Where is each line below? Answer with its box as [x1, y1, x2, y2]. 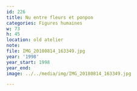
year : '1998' [6, 54, 39, 60]
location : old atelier [6, 37, 64, 43]
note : [6, 43, 20, 49]
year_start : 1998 [6, 59, 50, 65]
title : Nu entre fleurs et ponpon [6, 14, 94, 20]
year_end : [6, 64, 32, 71]
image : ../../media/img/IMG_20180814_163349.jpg [6, 71, 132, 77]
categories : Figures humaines [6, 20, 83, 26]
